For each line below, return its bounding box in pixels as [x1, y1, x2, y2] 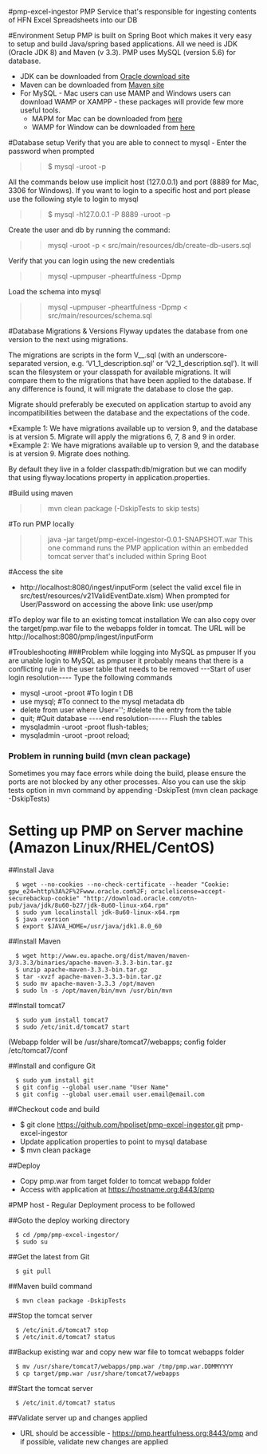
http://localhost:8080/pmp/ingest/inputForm [8, 632, 154, 641]
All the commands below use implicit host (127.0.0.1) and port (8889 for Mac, [8, 177, 259, 187]
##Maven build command [8, 1282, 92, 1291]
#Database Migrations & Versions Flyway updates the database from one [8, 326, 249, 336]
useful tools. [19, 105, 61, 115]
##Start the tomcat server [8, 1384, 93, 1393]
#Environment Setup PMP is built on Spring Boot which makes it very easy [8, 31, 253, 40]
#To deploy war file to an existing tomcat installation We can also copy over [8, 615, 257, 625]
